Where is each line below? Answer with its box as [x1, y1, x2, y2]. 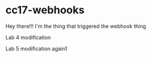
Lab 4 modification [5, 34, 51, 41]
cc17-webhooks [5, 3, 85, 17]
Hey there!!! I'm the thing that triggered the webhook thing [5, 23, 146, 30]
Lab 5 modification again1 [5, 45, 67, 52]
